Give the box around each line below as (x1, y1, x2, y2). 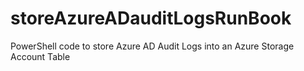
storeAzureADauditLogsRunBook (10, 7, 292, 30)
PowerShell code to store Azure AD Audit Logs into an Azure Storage (10, 40, 295, 52)
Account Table (10, 50, 71, 62)
